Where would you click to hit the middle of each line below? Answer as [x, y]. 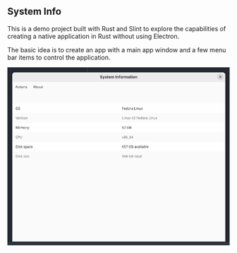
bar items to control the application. [59, 57]
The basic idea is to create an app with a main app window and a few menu [117, 49]
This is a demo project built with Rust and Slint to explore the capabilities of [117, 28]
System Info [35, 12]
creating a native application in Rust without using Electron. [93, 36]
